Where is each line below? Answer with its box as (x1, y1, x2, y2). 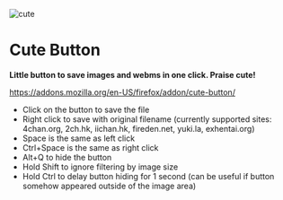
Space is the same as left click (22, 133, 136, 143)
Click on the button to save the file (22, 104, 150, 115)
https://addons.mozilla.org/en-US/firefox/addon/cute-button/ (9, 86, 236, 98)
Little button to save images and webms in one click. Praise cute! (9, 69, 256, 80)
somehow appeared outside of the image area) (22, 180, 197, 191)
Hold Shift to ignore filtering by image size (22, 161, 179, 172)
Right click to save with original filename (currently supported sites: (22, 113, 272, 125)
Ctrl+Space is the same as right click (22, 142, 159, 152)
